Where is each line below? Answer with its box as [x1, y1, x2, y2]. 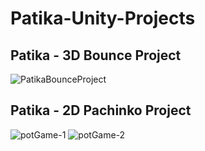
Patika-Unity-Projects [10, 7, 196, 30]
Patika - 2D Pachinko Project [10, 102, 192, 119]
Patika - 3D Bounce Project [10, 47, 182, 64]
